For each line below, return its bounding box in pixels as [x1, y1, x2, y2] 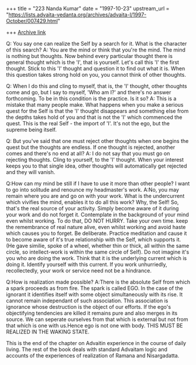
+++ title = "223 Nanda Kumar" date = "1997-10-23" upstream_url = [6, 5, 170, 12]
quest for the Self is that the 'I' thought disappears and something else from [6, 108, 189, 114]
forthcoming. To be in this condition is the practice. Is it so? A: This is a [6, 95, 177, 102]
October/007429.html [6, 18, 59, 24]
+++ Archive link [6, 29, 46, 36]
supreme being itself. [6, 126, 57, 133]
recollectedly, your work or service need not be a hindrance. [6, 267, 152, 274]
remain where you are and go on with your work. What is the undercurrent [6, 193, 185, 199]
